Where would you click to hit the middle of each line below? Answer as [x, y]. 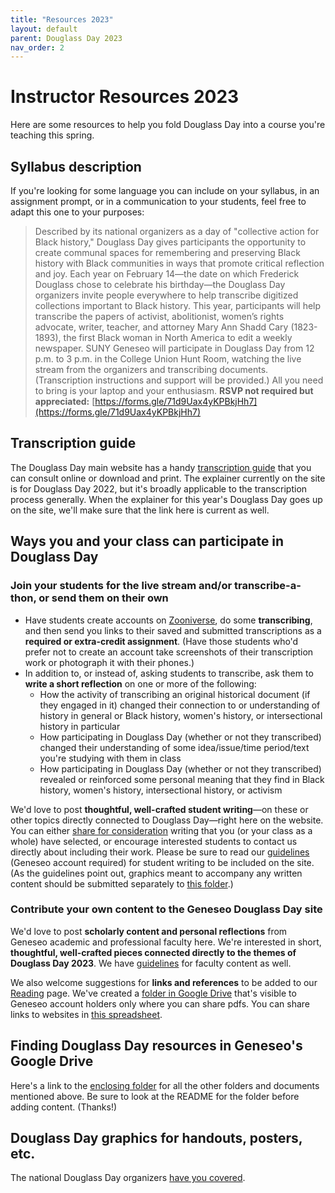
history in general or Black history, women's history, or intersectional [181, 715]
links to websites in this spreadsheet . [86, 1014]
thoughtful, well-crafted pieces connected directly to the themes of [153, 952]
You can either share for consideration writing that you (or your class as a [161, 830]
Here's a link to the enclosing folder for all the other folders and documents [165, 1085]
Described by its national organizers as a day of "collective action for [177, 231]
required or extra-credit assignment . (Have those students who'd [161, 641]
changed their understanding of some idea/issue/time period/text [174, 747]
